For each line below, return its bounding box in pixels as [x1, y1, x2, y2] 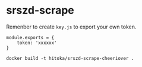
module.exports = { [6, 34, 55, 40]
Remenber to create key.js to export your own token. [6, 23, 137, 30]
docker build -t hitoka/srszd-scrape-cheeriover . [6, 55, 134, 61]
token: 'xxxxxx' [17, 40, 58, 46]
